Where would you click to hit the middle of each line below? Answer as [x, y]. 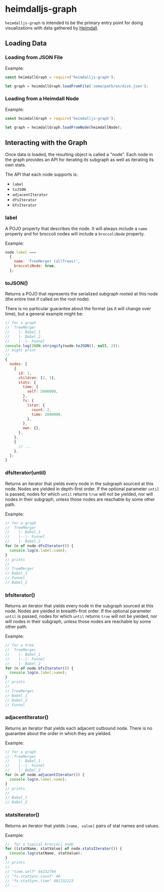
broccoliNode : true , [35, 266]
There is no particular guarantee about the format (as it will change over [78, 309]
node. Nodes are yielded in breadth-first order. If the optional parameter [78, 611]
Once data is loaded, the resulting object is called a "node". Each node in [79, 155]
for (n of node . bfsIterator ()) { [39, 668]
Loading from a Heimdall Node [42, 98]
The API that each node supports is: [41, 175]
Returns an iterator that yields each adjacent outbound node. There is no [79, 728]
